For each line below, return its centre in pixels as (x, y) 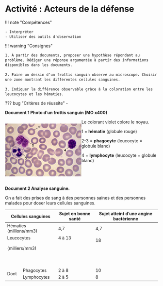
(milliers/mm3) (22, 248)
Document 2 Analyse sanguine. (37, 188)
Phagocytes (35, 270)
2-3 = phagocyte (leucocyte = (112, 141)
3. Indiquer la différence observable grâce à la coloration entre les (79, 89)
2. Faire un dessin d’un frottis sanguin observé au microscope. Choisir (81, 75)
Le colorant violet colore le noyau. (115, 122)
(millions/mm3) (22, 231)
